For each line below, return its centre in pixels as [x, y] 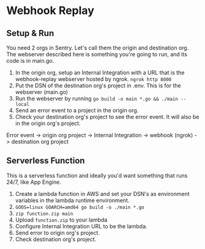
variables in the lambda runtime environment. [72, 200]
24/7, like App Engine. [34, 182]
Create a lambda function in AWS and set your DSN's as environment [102, 193]
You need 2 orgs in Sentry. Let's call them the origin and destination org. [98, 48]
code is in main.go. [30, 61]
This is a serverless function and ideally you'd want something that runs [97, 175]
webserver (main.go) [42, 92]
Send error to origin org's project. [57, 233]
